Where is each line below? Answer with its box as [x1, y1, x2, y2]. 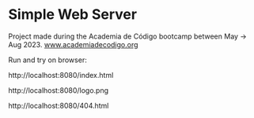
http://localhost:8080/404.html [8, 101, 109, 110]
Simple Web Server [8, 6, 137, 24]
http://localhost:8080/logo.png [8, 85, 109, 95]
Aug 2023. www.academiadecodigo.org [8, 39, 138, 49]
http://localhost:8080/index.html [8, 70, 114, 79]
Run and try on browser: [8, 55, 87, 65]
